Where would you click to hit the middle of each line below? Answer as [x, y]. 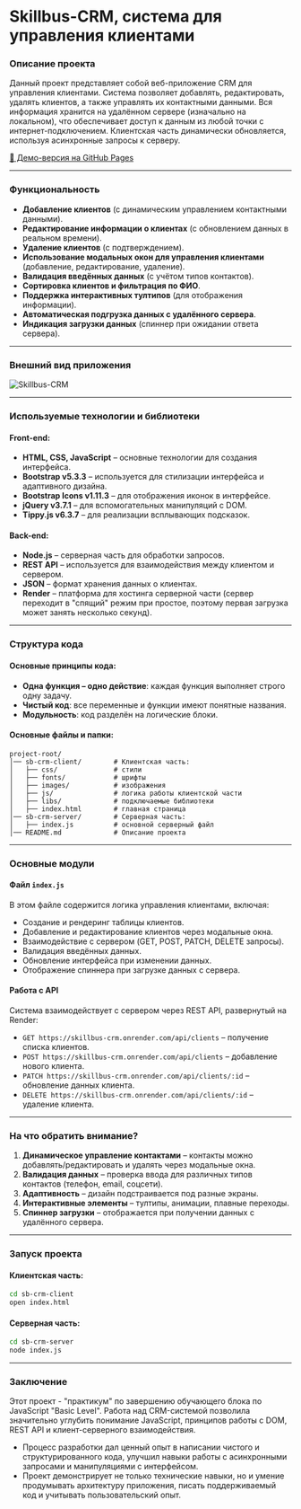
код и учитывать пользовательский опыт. [102, 1495]
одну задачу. [47, 695]
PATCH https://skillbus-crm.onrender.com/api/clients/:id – [136, 1076]
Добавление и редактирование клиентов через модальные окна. [147, 931]
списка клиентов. [56, 1047]
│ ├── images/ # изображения [88, 785]
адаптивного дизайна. [64, 486]
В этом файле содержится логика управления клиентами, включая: [139, 905]
